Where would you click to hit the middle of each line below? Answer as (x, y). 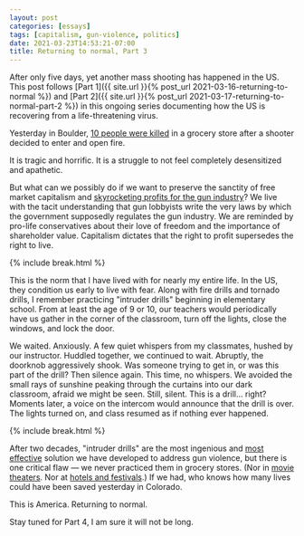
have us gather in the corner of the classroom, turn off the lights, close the (148, 319)
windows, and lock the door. (62, 329)
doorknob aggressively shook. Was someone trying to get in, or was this (144, 365)
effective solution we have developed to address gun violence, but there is (148, 458)
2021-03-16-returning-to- (240, 87)
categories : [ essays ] (50, 26)
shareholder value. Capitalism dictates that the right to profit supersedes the (152, 235)
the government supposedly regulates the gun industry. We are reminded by (152, 216)
